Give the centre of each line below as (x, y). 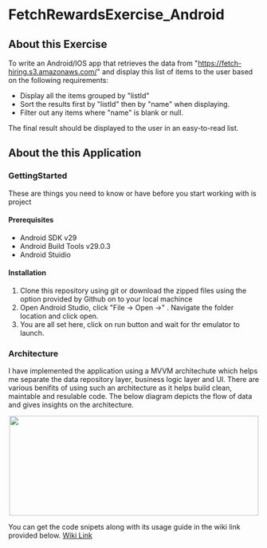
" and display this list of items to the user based (175, 72)
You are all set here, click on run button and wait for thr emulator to (130, 325)
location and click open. (59, 316)
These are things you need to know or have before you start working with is (132, 193)
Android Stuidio (45, 254)
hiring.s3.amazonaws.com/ (53, 72)
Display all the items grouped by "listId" (84, 96)
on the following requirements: (59, 80)
